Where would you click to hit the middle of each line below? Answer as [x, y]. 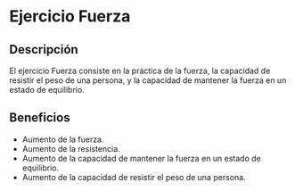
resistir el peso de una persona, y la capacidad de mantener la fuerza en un [148, 80]
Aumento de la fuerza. [63, 139]
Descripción [44, 50]
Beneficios [40, 118]
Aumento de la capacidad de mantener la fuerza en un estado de [141, 158]
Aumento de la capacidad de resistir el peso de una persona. [134, 177]
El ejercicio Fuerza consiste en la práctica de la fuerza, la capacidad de [140, 71]
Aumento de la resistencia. [71, 148]
